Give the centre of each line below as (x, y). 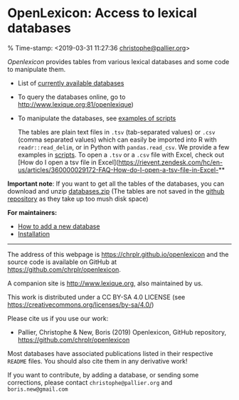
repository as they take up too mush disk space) (78, 199)
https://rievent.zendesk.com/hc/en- (170, 162)
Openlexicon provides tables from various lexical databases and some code (118, 61)
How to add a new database (59, 226)
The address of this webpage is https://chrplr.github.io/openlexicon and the (118, 254)
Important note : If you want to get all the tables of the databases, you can (116, 184)
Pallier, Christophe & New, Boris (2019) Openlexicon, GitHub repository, (122, 332)
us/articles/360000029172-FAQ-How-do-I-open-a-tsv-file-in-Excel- (118, 169)
